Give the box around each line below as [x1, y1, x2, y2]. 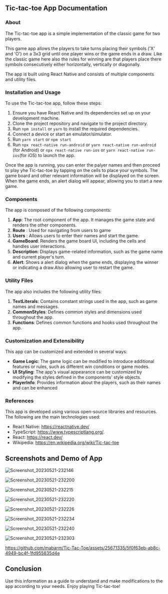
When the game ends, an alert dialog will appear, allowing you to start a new [5, 177, 162, 184]
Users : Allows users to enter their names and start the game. [12, 232, 139, 239]
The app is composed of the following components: [5, 207, 111, 213]
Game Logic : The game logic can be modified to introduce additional [12, 358, 154, 364]
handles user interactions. [12, 243, 66, 249]
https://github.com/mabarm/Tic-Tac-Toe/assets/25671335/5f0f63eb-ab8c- [5, 544, 161, 550]
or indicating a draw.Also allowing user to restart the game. [12, 264, 134, 270]
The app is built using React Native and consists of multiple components [5, 71, 154, 77]
